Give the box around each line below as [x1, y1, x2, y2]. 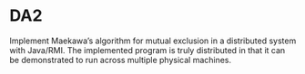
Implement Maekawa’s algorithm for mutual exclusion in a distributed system [9, 35, 297, 46]
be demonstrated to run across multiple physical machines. [9, 54, 232, 65]
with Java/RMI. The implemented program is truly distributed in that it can [9, 44, 286, 55]
